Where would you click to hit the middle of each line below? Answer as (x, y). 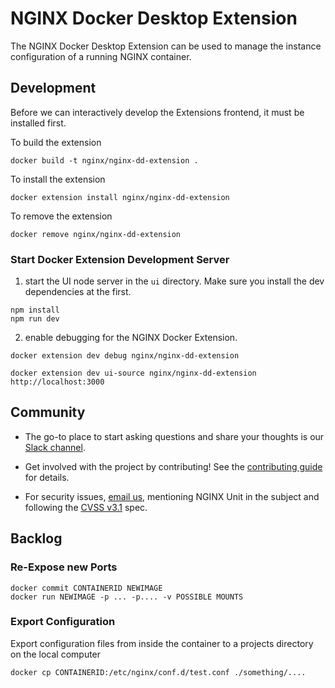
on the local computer (56, 654)
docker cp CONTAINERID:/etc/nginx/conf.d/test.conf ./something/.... (158, 672)
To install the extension (58, 179)
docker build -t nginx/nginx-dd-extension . (104, 160)
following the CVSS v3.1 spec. (86, 507)
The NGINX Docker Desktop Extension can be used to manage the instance (166, 46)
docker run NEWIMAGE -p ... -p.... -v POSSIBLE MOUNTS (127, 597)
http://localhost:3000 (57, 382)
